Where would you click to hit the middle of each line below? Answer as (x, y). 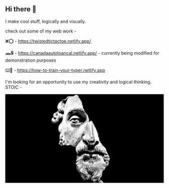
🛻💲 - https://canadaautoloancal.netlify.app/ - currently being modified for (82, 53)
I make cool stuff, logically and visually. (46, 21)
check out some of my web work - (41, 31)
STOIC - (14, 87)
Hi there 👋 (21, 9)
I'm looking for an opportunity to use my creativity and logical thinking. (78, 82)
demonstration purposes (31, 60)
